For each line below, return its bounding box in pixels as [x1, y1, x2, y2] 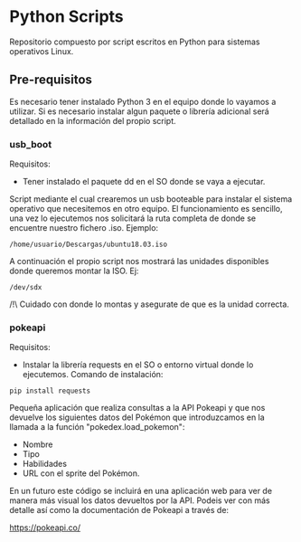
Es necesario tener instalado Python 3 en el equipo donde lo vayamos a [9, 96, 277, 107]
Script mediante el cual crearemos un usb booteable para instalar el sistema [9, 194, 293, 204]
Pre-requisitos [9, 72, 93, 88]
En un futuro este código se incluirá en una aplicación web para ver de [9, 486, 273, 497]
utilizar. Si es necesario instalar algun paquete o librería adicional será [9, 106, 269, 117]
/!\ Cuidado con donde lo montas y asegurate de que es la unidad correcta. [9, 299, 289, 309]
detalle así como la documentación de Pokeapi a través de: [9, 505, 229, 516]
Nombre [22, 439, 53, 450]
